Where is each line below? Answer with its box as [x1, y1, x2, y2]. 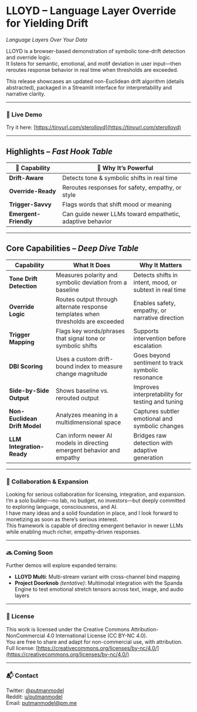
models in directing [55, 439, 108, 447]
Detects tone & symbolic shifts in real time [62, 174, 178, 182]
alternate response [55, 302, 108, 310]
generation [133, 453, 164, 462]
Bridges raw [133, 431, 167, 439]
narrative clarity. [6, 90, 46, 97]
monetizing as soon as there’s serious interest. [6, 516, 118, 523]
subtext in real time [133, 286, 186, 294]
